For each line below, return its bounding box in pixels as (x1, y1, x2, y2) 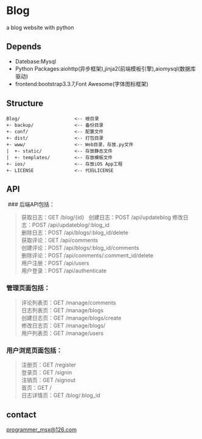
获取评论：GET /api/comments (21, 237, 99, 244)
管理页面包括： (6, 284, 50, 293)
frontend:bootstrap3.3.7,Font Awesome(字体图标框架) (15, 80, 149, 87)
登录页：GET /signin (21, 368, 72, 376)
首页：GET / (21, 384, 52, 391)
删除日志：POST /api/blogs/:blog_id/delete (21, 229, 129, 237)
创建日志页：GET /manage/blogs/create (21, 314, 122, 321)
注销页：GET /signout (21, 376, 76, 384)
